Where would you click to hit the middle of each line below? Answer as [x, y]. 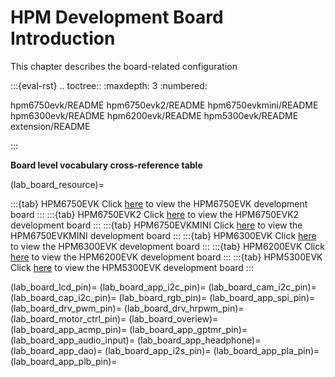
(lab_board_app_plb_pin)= [64, 361]
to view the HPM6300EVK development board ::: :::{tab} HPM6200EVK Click [167, 246]
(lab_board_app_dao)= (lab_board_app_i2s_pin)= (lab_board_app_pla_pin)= [165, 350]
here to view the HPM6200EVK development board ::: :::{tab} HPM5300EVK [166, 257]
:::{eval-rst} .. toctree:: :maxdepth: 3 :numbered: [109, 85]
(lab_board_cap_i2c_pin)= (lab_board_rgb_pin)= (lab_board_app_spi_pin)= [163, 297]
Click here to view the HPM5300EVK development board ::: [132, 267]
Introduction [63, 38]
